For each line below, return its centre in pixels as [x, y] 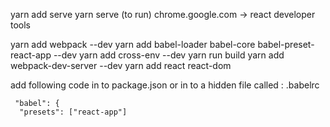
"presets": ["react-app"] [73, 112]
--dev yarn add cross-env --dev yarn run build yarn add [169, 55]
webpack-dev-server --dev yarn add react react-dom [121, 65]
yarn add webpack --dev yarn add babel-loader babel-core [133, 44]
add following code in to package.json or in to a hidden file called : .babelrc [165, 85]
